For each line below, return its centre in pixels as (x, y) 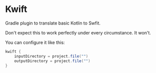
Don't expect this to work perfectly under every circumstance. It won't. (78, 32)
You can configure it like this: (35, 42)
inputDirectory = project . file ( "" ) (51, 56)
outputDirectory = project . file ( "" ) (52, 61)
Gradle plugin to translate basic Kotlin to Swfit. (53, 23)
